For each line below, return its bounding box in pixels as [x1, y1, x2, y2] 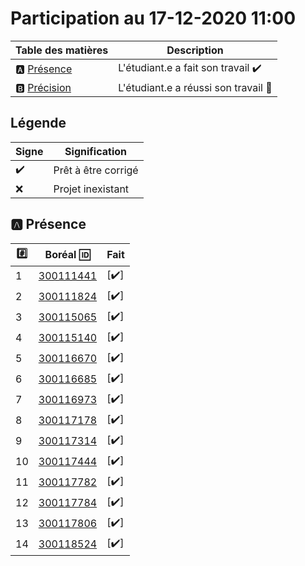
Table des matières [15, 43, 109, 57]
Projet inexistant [53, 182, 130, 196]
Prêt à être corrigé [53, 163, 139, 177]
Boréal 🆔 [44, 248, 91, 262]
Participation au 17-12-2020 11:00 [10, 7, 297, 30]
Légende [10, 115, 67, 132]
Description [166, 43, 224, 57]
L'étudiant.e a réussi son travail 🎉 [118, 80, 273, 94]
